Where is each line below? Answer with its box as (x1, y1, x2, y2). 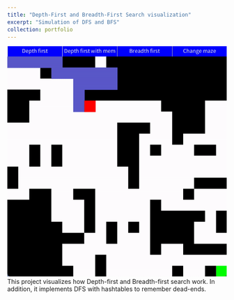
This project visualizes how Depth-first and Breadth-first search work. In (7, 277, 215, 285)
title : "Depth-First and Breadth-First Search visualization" (7, 11, 192, 18)
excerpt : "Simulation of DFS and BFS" (7, 18, 120, 26)
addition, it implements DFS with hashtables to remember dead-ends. (7, 285, 207, 293)
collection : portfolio (7, 26, 73, 33)
